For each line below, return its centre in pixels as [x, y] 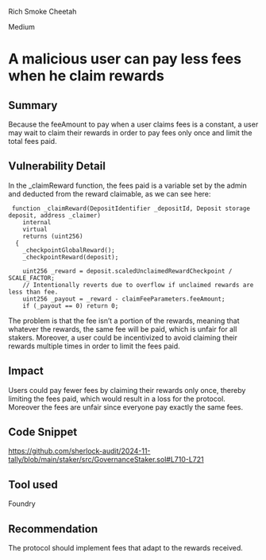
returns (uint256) [53, 236]
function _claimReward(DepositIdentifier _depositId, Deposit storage [131, 208]
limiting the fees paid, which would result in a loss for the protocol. [117, 399]
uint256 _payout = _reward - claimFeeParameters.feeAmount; [124, 299]
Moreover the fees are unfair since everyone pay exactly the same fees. [126, 407]
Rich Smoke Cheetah [42, 12]
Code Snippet [43, 432]
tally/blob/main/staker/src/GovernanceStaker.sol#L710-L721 [106, 460]
